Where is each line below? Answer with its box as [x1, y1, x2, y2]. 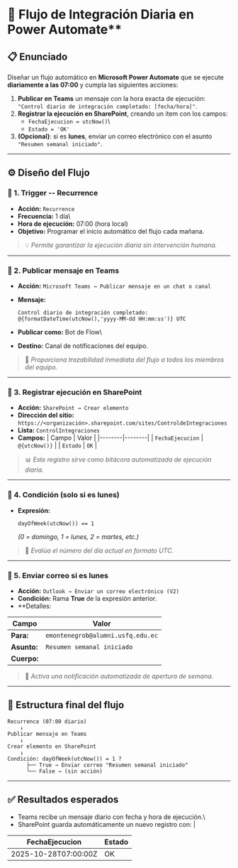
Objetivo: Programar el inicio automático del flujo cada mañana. [17, 227, 205, 235]
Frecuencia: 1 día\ [17, 212, 71, 220]
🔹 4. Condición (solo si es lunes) [7, 490, 120, 500]
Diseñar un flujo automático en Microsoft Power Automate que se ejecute [7, 73, 225, 81]
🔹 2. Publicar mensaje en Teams [7, 266, 120, 276]
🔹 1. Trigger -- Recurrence [7, 188, 98, 198]
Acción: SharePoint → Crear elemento [17, 403, 129, 412]
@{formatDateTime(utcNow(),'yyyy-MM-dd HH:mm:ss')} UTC [17, 315, 186, 322]
